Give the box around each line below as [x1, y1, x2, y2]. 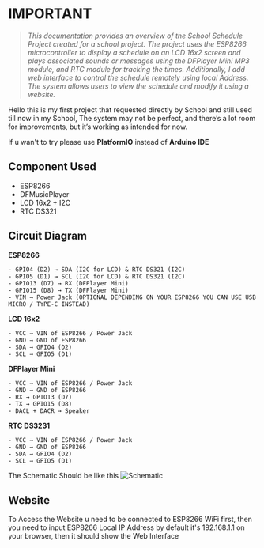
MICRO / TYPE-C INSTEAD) [8, 300, 90, 308]
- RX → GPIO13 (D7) [8, 393, 73, 401]
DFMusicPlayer [19, 189, 70, 198]
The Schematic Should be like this [8, 471, 119, 480]
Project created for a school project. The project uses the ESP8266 [27, 39, 247, 48]
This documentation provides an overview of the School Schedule [27, 31, 243, 40]
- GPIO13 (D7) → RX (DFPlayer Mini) [8, 279, 129, 287]
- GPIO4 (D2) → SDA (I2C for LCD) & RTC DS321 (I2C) [8, 266, 186, 274]
